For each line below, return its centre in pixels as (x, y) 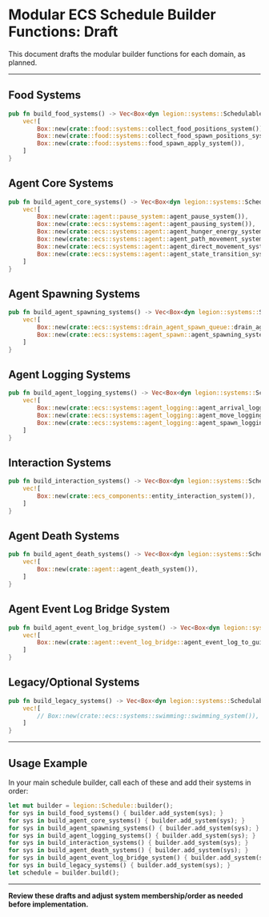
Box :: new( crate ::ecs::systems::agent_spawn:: (114, 334)
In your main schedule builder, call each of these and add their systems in (130, 782)
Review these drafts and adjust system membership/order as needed (126, 895)
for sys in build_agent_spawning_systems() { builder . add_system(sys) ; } (134, 828)
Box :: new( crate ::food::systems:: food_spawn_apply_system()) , (141, 143)
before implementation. (48, 904)
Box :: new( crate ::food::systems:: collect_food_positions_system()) (150, 129)
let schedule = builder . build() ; (64, 873)
